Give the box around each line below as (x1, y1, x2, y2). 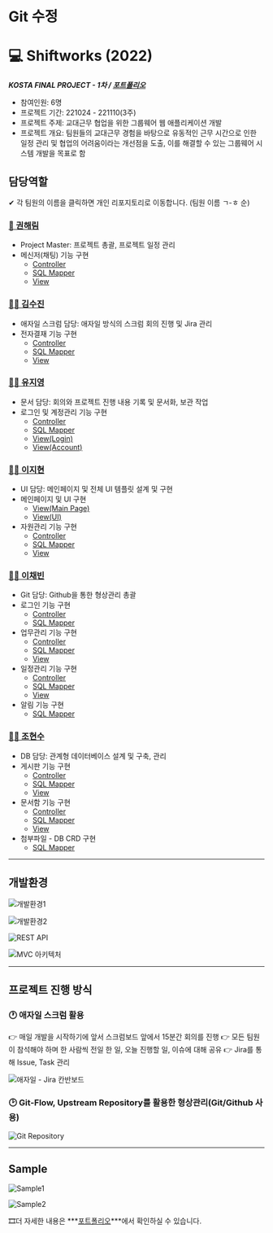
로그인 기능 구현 (19, 600, 71, 610)
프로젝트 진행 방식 (8, 982, 93, 997)
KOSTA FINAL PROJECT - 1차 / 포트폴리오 (8, 81, 146, 90)
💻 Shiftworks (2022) (8, 46, 153, 65)
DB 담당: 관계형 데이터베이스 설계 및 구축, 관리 (19, 750, 167, 761)
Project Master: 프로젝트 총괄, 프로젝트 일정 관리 (19, 240, 176, 250)
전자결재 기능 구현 (19, 329, 77, 339)
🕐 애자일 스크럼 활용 (8, 1009, 84, 1021)
